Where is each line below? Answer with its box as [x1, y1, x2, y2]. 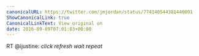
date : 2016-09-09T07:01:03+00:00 [6, 26, 92, 32]
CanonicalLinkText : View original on [6, 20, 103, 26]
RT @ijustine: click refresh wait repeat [6, 43, 103, 50]
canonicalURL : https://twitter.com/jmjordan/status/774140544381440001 [6, 9, 193, 15]
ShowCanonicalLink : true [6, 15, 70, 21]
